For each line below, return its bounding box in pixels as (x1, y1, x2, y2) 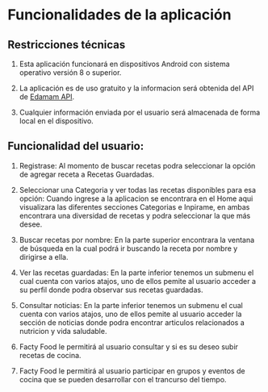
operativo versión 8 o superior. (19, 68, 122, 77)
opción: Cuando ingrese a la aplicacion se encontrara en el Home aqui (19, 194, 253, 203)
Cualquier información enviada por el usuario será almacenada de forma (19, 107, 261, 117)
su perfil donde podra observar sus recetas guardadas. (19, 285, 203, 294)
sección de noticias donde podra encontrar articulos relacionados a (19, 317, 245, 327)
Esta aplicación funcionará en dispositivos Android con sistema (19, 59, 231, 69)
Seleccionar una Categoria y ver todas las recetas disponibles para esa (19, 185, 256, 194)
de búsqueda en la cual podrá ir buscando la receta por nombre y (19, 244, 238, 253)
